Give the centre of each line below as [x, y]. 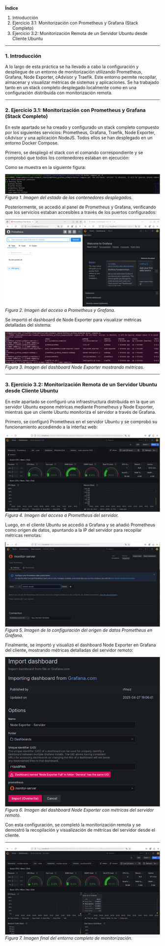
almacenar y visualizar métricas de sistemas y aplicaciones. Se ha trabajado [82, 82]
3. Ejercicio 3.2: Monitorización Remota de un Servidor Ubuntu [81, 385]
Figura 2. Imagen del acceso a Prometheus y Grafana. [60, 310]
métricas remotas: [23, 535]
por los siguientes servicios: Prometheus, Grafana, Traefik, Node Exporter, [80, 132]
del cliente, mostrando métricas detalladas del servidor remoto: [69, 650]
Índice [12, 8]
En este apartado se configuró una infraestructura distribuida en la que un [80, 402]
